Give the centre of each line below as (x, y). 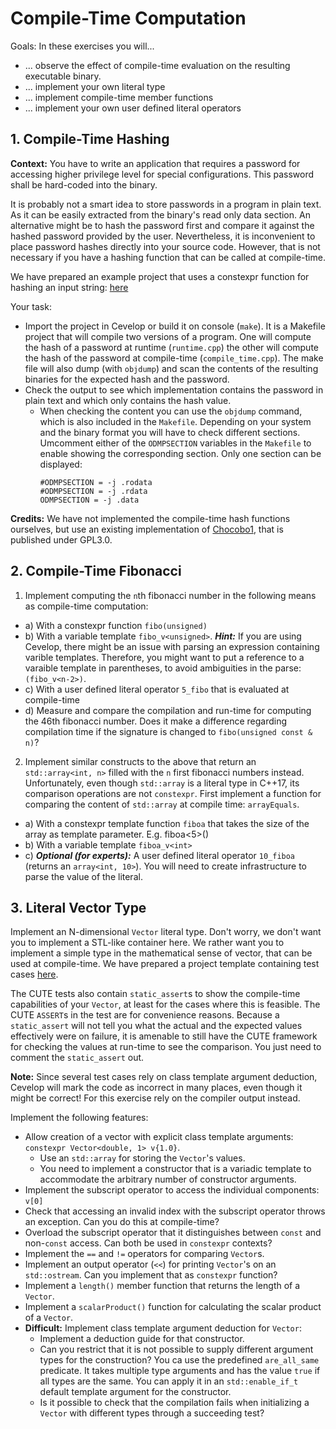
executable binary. (63, 76)
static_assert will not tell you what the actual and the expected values (156, 1026)
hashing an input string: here (69, 287)
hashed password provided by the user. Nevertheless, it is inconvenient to (163, 236)
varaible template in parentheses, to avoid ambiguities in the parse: (163, 668)
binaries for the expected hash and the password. (127, 379)
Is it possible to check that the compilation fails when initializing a (174, 1403)
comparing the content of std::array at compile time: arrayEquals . (162, 804)
